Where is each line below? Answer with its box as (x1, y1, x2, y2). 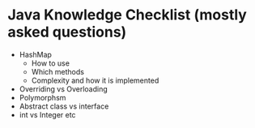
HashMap (19, 49, 52, 59)
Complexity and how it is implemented (31, 75, 159, 85)
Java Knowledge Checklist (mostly (7, 6, 248, 24)
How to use (31, 58, 70, 68)
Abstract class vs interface (19, 101, 109, 111)
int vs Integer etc (19, 109, 76, 119)
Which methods (31, 66, 84, 76)
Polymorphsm (19, 92, 66, 102)
